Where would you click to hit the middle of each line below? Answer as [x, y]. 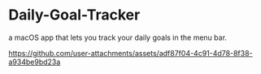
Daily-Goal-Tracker [74, 15]
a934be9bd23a [35, 62]
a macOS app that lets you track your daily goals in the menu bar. [118, 37]
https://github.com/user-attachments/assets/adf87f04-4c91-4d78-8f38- [130, 53]
